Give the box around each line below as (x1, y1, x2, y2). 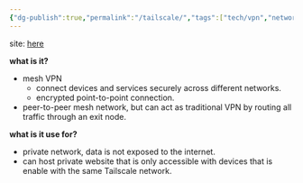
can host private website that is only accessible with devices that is (22, 155, 273, 167)
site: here (9, 38, 44, 49)
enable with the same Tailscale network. (22, 165, 172, 176)
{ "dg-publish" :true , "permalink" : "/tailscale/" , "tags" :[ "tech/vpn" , (9, 13, 269, 23)
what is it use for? (9, 128, 78, 140)
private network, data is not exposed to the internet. (22, 146, 216, 157)
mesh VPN (22, 73, 62, 84)
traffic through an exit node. (22, 111, 126, 122)
